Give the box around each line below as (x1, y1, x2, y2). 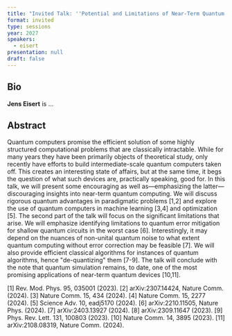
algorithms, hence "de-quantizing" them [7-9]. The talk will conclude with (7, 256, 217, 264)
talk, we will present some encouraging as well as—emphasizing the (7, 182, 202, 191)
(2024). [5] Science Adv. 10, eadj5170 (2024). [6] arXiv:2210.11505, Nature (7, 299, 219, 308)
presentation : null (7, 49, 64, 56)
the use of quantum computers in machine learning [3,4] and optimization (7, 204, 218, 212)
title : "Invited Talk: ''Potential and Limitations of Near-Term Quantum (7, 10, 225, 17)
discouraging (7, 190, 45, 198)
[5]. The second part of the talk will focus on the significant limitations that (7, 212, 220, 220)
